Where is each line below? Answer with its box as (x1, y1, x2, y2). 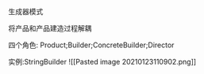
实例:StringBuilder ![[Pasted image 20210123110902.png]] (8, 57, 197, 66)
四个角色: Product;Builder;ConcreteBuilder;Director (8, 40, 175, 50)
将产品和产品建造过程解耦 (8, 24, 92, 33)
